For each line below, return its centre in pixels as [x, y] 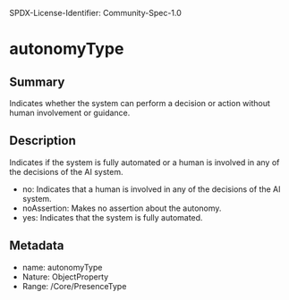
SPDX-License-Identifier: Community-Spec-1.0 [95, 13]
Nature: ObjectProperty [65, 277]
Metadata [37, 246]
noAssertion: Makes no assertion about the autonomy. [122, 208]
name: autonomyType [62, 267]
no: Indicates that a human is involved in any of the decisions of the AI [151, 189]
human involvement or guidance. [70, 112]
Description [42, 141]
